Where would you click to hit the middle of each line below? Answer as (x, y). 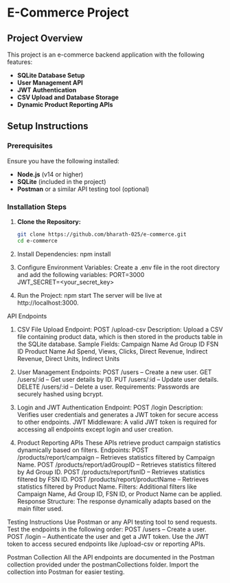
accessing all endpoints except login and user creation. (95, 429)
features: (20, 62)
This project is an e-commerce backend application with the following (106, 54)
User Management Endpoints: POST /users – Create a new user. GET (114, 372)
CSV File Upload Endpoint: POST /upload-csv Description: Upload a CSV (120, 329)
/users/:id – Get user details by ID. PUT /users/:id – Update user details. (118, 379)
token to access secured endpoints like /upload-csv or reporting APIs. (106, 544)
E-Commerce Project (68, 13)
